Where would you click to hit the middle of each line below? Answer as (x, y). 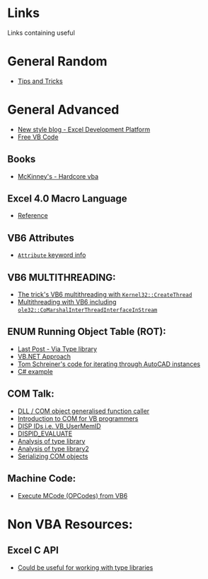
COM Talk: (31, 394)
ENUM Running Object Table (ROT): (87, 332)
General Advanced (63, 110)
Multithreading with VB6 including (67, 302)
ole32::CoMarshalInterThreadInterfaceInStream (87, 310)
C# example (35, 371)
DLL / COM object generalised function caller (83, 411)
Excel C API (33, 550)
